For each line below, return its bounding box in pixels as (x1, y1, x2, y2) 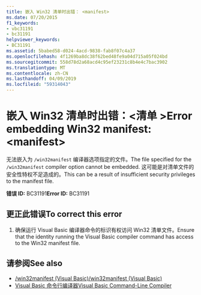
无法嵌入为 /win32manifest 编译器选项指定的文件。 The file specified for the (6, 156, 192, 163)
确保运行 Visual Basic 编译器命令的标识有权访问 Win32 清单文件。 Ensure (14, 226, 195, 233)
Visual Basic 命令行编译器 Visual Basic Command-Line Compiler (14, 282, 172, 289)
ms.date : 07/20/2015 (6, 14, 58, 20)
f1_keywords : (6, 20, 39, 26)
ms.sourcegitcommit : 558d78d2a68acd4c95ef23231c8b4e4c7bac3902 (6, 59, 168, 65)
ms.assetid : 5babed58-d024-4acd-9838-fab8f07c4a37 (6, 48, 136, 54)
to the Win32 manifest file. (14, 239, 80, 246)
